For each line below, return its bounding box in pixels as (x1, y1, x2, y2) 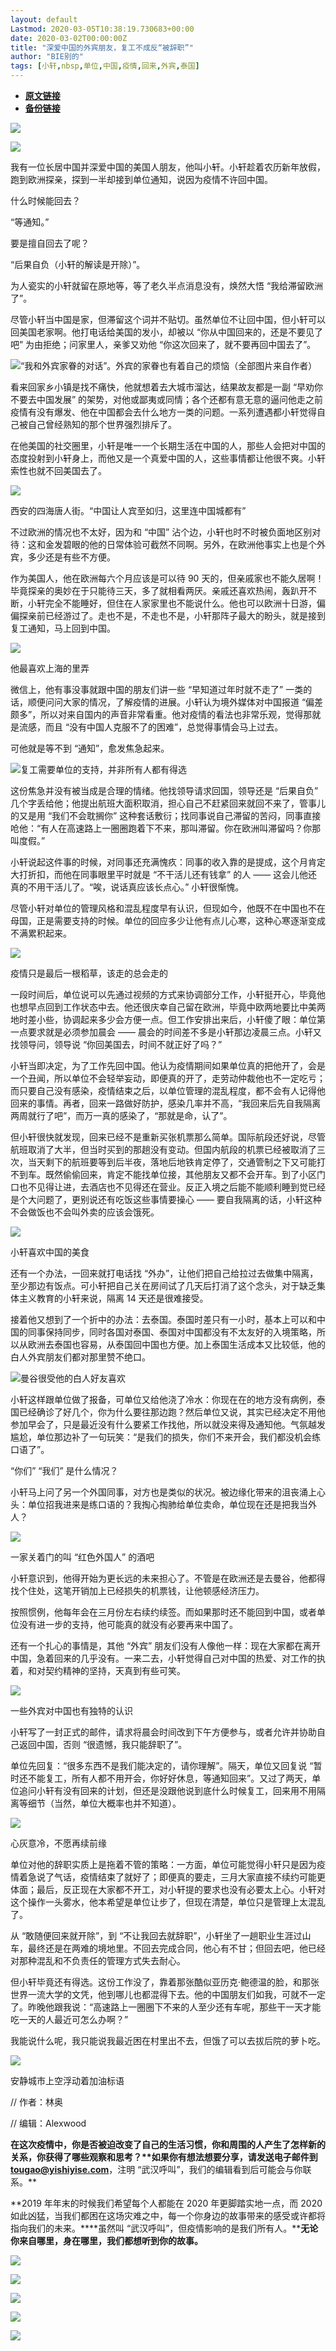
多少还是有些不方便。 (27, 551, 116, 563)
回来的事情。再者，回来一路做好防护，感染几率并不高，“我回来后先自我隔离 (10, 1097, 322, 1109)
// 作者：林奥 (10, 2096, 64, 2108)
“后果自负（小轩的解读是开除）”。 (10, 259, 146, 270)
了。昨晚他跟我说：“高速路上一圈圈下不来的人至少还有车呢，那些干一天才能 (10, 2001, 322, 2013)
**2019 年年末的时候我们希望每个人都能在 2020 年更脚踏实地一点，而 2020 (10, 2197, 323, 2209)
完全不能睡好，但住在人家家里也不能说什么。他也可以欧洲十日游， (44, 597, 317, 609)
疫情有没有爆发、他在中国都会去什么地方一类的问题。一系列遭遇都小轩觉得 (10, 406, 317, 418)
